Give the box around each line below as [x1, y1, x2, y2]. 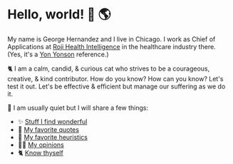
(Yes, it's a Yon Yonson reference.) [7, 50, 109, 58]
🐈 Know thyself [17, 148, 64, 157]
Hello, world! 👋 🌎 [7, 6, 112, 23]
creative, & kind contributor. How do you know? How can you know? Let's [7, 74, 224, 83]
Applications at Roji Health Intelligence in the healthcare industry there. [7, 42, 216, 51]
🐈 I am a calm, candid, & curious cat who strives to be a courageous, [7, 64, 210, 73]
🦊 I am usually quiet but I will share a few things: [7, 103, 148, 112]
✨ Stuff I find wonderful [17, 117, 88, 125]
